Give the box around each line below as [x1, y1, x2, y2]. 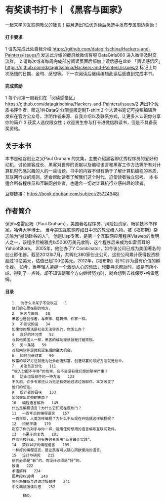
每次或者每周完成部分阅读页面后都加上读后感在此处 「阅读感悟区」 [27, 58, 163, 64]
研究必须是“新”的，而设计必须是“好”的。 [11, 458, 83, 463]
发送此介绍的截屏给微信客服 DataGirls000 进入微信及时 [41, 52, 153, 58]
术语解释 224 [11, 469, 41, 474]
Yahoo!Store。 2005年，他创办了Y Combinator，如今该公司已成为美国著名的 [5, 245, 161, 251]
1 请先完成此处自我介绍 [5, 46, 52, 52]
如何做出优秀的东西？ [11, 395, 49, 400]
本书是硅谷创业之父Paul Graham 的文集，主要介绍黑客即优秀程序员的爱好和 [5, 156, 158, 162]
